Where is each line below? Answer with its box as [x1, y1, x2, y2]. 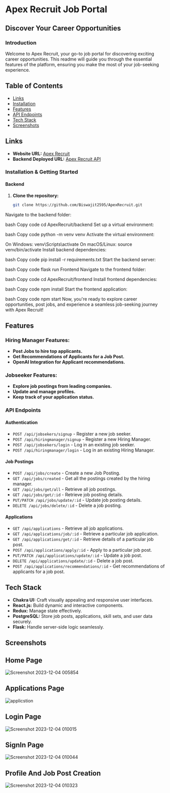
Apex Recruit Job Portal [5, 4, 108, 15]
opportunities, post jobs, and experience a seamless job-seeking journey [5, 301, 158, 307]
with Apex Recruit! [5, 306, 44, 313]
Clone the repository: [12, 192, 59, 199]
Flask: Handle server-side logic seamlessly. [12, 624, 105, 630]
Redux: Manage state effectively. [12, 607, 82, 614]
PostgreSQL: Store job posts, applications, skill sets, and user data [12, 613, 153, 619]
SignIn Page [5, 741, 44, 749]
